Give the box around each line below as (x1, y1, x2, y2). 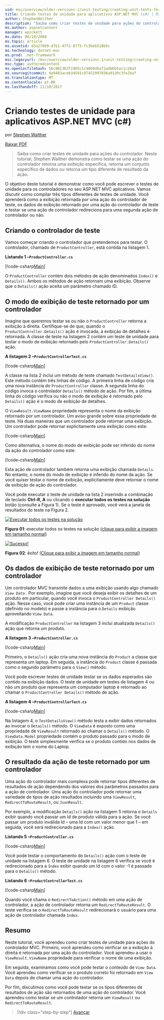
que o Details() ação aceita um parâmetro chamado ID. (5, 283, 118, 289)
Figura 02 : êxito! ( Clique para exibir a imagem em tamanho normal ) (5, 550, 141, 556)
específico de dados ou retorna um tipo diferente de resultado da (17, 167, 149, 172)
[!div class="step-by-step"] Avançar (17, 1009, 90, 1015)
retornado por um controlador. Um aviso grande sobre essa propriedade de (5, 413, 157, 419)
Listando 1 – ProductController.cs (5, 254, 73, 260)
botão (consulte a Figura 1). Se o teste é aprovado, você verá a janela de (5, 502, 150, 508)
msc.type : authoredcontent (5, 62, 60, 66)
